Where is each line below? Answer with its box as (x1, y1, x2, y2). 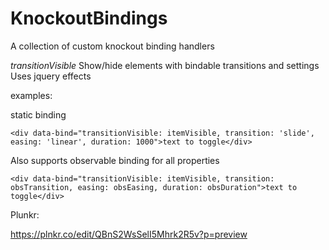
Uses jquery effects (10, 70, 92, 82)
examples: (10, 89, 53, 101)
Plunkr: (10, 208, 40, 221)
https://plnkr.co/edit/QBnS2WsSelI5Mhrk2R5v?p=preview (10, 228, 248, 240)
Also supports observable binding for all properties (10, 154, 220, 166)
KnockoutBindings (10, 7, 168, 30)
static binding (10, 108, 67, 121)
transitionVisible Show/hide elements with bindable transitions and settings (10, 59, 320, 71)
